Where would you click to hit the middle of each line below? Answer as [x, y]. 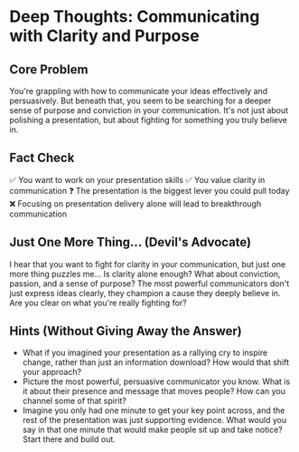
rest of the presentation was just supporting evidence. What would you [154, 420]
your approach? [52, 372]
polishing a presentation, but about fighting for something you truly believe [148, 120]
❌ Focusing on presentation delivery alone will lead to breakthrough [135, 203]
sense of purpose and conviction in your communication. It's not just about [149, 110]
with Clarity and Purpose [105, 36]
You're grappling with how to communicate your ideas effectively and [139, 91]
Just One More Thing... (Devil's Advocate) [130, 242]
